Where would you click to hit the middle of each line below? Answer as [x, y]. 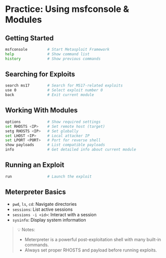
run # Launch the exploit [49, 176]
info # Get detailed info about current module [71, 150]
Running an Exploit [35, 165]
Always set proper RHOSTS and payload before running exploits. [91, 250]
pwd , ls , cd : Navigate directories [44, 204]
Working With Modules [41, 110]
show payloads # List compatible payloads [55, 145]
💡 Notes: [26, 229]
